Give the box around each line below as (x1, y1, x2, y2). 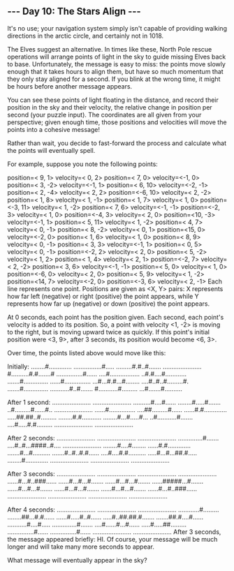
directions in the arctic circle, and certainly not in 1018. (7, 31, 164, 40)
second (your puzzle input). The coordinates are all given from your (7, 110, 202, 119)
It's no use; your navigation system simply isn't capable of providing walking (7, 24, 227, 32)
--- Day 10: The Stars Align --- (7, 6, 141, 17)
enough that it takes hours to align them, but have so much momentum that (7, 67, 224, 75)
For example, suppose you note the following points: (7, 160, 159, 168)
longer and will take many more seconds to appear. (7, 542, 155, 551)
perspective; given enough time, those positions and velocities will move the (7, 118, 227, 126)
